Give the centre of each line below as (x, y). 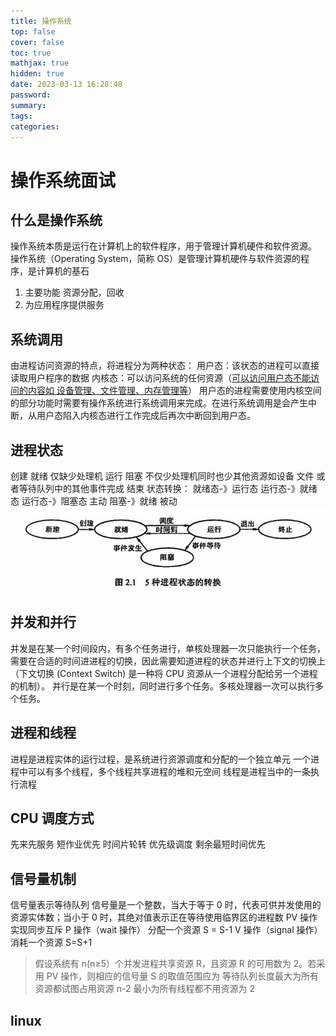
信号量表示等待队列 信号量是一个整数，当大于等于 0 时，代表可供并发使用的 (166, 905)
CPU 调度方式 (52, 818)
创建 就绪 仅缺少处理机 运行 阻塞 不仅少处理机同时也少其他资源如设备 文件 (162, 476)
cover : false (37, 42)
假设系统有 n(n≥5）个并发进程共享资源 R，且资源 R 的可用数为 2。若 (175, 964)
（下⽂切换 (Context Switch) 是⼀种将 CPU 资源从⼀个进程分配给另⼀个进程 (164, 673)
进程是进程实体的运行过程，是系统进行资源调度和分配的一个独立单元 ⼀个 (160, 759)
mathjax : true (40, 63)
